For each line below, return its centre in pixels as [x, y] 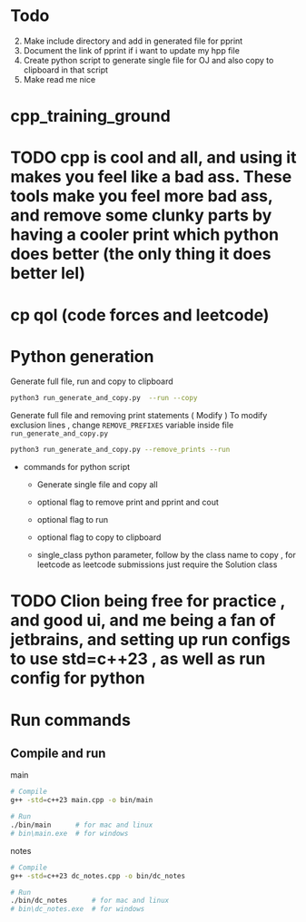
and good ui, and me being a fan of [143, 620]
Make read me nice [59, 79]
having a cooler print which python [145, 235]
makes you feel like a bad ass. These [151, 177]
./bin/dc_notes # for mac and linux [90, 901]
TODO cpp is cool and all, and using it [153, 157]
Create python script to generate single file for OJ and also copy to [148, 60]
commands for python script [77, 467]
